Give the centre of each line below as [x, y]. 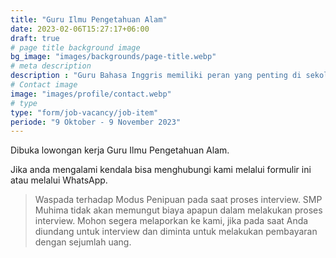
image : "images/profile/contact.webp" [91, 94]
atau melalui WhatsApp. [59, 180]
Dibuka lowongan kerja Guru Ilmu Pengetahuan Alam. [120, 150]
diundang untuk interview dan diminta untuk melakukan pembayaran [176, 232]
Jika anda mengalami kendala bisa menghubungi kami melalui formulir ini [161, 170]
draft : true [35, 38]
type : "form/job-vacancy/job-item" [84, 112]
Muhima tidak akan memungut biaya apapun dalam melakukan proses [178, 210]
